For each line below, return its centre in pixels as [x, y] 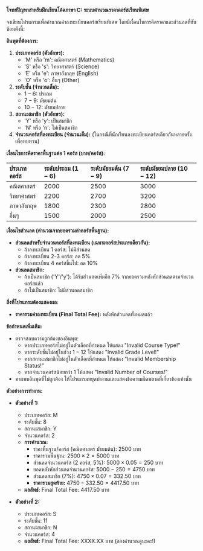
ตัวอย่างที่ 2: [27, 502]
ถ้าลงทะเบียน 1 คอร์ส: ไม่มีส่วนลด [57, 249]
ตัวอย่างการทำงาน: [25, 391]
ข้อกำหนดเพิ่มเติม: [24, 326]
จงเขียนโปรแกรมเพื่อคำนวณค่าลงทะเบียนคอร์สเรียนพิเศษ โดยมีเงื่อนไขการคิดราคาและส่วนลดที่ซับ [101, 22]
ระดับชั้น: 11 [36, 521]
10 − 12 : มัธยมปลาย [45, 107]
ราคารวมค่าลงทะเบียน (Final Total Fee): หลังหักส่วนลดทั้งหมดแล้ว [84, 314]
